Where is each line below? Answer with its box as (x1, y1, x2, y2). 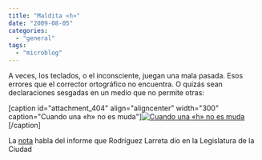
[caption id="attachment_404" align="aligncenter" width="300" (8, 103, 219, 113)
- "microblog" (15, 49, 62, 57)
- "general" (15, 34, 56, 42)
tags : (8, 42, 26, 50)
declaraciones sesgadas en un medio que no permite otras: (8, 88, 204, 97)
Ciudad (8, 145, 32, 154)
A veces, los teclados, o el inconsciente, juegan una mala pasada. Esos (8, 71, 244, 80)
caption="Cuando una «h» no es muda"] (8, 112, 143, 121)
